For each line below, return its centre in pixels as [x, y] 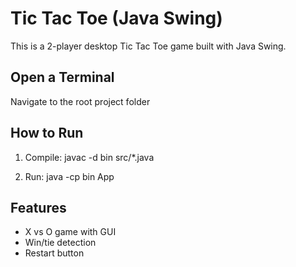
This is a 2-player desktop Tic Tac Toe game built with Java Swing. [148, 46]
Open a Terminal [62, 77]
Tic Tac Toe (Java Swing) [116, 18]
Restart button [54, 253]
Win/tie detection [60, 243]
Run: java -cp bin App [69, 176]
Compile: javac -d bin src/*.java [89, 157]
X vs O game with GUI [70, 232]
